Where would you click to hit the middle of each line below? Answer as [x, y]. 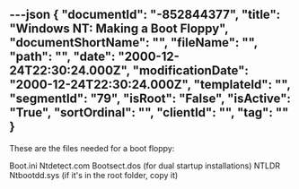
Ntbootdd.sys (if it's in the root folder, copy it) [94, 175]
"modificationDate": [190, 71]
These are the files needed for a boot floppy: [92, 148]
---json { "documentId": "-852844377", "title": [145, 15]
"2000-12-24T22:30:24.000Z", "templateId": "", [150, 85]
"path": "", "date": [62, 57]
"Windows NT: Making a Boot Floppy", [119, 29]
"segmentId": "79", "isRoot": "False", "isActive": [150, 99]
